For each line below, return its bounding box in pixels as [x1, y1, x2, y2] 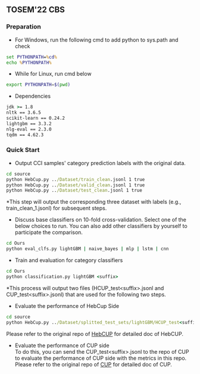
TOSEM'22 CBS [6, 5, 65, 15]
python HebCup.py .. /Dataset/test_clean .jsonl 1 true [6, 188, 143, 194]
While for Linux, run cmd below [14, 70, 92, 77]
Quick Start [6, 146, 40, 154]
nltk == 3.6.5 [6, 110, 42, 116]
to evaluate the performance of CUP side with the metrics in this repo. [14, 354, 187, 361]
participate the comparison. [14, 229, 83, 236]
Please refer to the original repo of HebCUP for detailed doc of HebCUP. [6, 330, 183, 337]
